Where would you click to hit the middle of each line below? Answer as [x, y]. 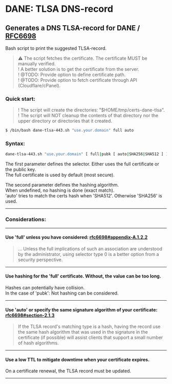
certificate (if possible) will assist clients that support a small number [90, 338]
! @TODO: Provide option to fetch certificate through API [77, 80]
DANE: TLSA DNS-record [59, 9]
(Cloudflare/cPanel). [39, 86]
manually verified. [37, 64]
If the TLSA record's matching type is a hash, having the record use [89, 326]
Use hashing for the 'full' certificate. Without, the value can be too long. [83, 276]
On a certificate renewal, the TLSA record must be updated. [68, 371]
